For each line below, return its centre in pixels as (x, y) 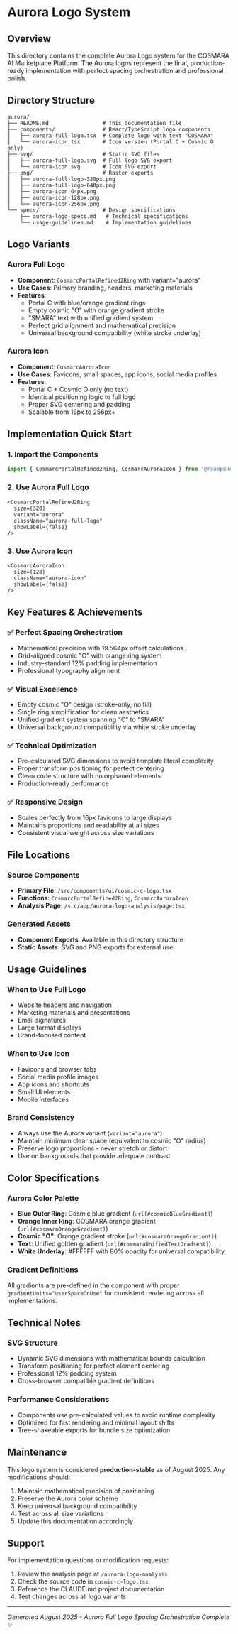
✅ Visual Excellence (42, 689)
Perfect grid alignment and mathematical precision (102, 325)
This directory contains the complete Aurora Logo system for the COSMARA (119, 55)
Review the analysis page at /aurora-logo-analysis (92, 1574)
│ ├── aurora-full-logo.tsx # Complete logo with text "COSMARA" (110, 136)
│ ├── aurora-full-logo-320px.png (61, 179)
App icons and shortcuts (53, 1084)
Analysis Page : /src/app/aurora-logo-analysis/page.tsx (101, 905)
